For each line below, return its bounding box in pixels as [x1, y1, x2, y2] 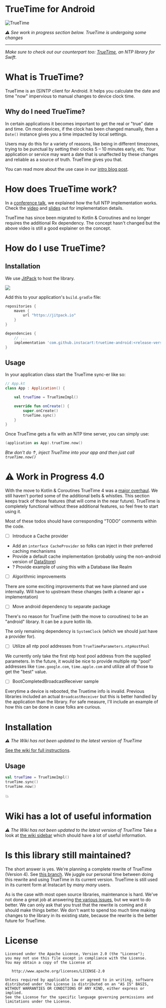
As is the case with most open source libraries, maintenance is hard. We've [5, 891, 158, 897]
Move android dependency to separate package [12, 604, 110, 610]
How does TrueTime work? [5, 183, 117, 194]
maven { [14, 308, 30, 313]
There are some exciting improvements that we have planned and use [5, 583, 147, 589]
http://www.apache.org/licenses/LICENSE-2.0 [11, 968, 105, 973]
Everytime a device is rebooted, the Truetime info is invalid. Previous [5, 688, 145, 694]
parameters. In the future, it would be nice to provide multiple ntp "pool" [5, 658, 152, 664]
